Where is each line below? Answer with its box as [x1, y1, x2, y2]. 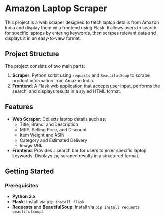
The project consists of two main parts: [5, 63, 85, 69]
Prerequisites [5, 182, 38, 189]
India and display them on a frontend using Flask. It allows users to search [5, 24, 157, 30]
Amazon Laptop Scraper [5, 3, 108, 14]
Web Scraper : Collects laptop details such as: [12, 116, 107, 122]
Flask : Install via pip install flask [12, 199, 85, 205]
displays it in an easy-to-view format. [5, 35, 81, 41]
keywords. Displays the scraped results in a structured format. [12, 152, 140, 159]
